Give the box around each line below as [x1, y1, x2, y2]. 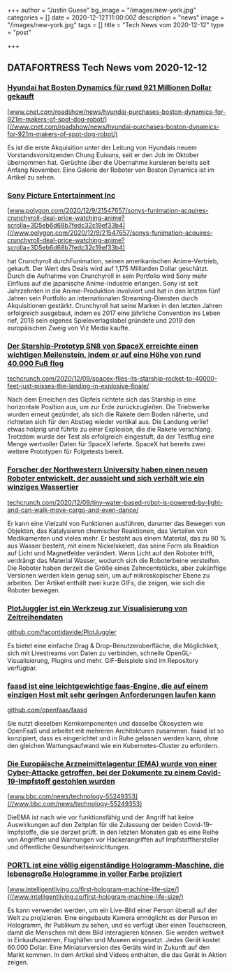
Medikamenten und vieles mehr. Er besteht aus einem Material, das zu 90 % [7, 534, 227, 542]
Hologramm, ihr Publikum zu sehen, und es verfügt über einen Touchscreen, [7, 921, 228, 929]
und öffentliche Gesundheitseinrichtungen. [7, 843, 131, 851]
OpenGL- [166, 649, 192, 657]
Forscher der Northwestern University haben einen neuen [7, 464, 208, 474]
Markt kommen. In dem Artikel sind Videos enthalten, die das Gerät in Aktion [7, 950, 227, 959]
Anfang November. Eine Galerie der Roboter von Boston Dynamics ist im [7, 166, 215, 174]
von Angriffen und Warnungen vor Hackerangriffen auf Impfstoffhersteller [7, 835, 219, 844]
